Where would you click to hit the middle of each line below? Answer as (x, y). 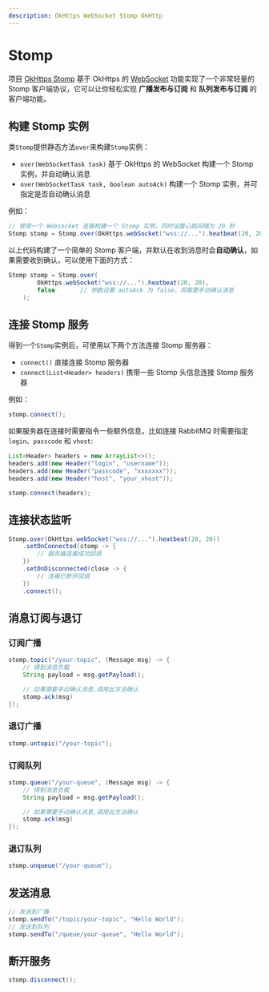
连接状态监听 (40, 520)
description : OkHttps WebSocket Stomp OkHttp (85, 16)
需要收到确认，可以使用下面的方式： (74, 260)
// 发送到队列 (29, 926)
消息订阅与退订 (45, 618)
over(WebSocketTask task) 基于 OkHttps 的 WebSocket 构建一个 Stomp (137, 164)
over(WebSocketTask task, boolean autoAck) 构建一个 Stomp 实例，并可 (139, 184)
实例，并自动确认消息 (55, 174)
